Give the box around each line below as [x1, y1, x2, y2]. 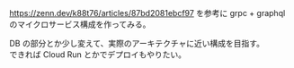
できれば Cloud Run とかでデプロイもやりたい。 [9, 49, 187, 60]
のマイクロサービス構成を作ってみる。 [9, 19, 151, 30]
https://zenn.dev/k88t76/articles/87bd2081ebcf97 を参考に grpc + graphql [9, 8, 286, 18]
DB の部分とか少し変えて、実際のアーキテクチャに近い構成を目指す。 [9, 38, 265, 48]
